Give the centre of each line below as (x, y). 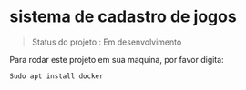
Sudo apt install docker (56, 76)
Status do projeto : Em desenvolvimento (107, 42)
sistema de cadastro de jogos (123, 17)
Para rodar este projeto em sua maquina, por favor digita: (117, 59)
